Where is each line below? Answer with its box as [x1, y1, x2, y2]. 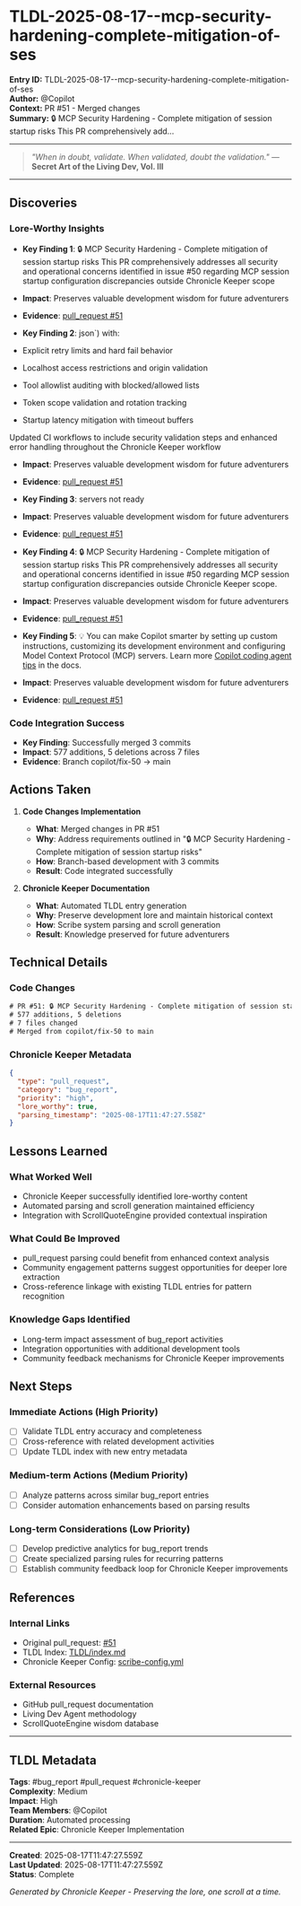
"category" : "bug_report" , [17, 1085, 118, 1094]
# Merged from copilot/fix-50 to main [9, 1027, 154, 1036]
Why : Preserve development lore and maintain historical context [35, 909, 273, 921]
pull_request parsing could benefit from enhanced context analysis [21, 1253, 270, 1263]
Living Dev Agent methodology [21, 1709, 137, 1719]
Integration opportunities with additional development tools [21, 1343, 240, 1354]
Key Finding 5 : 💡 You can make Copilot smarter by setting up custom [21, 630, 278, 641]
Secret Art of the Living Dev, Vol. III [30, 161, 164, 171]
